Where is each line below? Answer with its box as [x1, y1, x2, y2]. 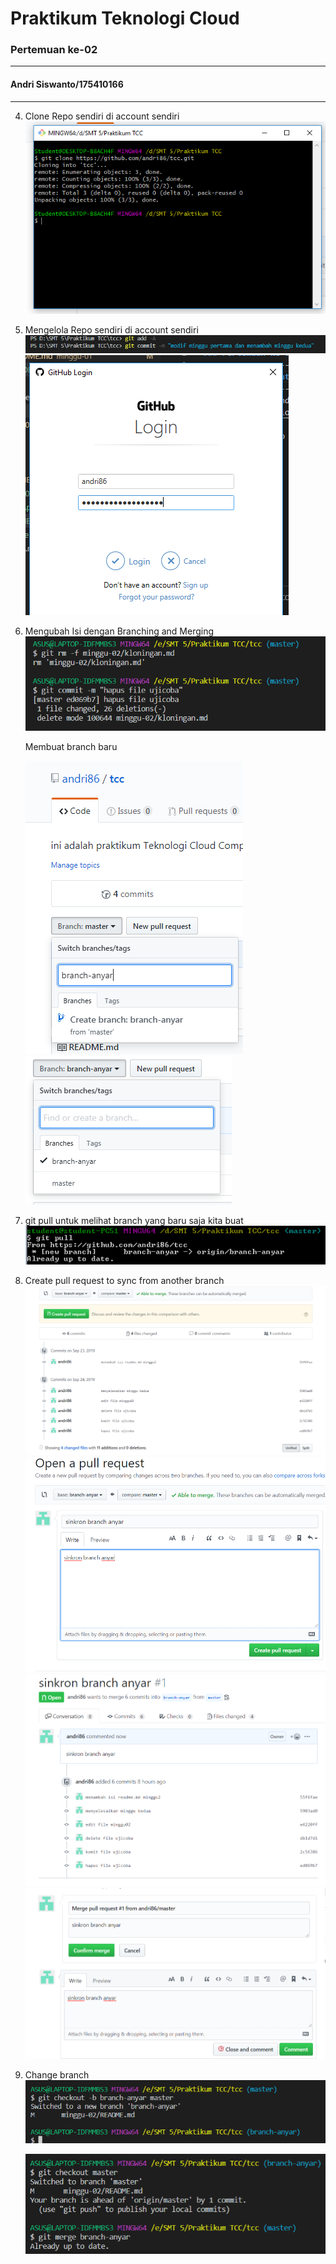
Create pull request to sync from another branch [24, 1274, 225, 1286]
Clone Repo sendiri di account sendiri [24, 110, 180, 122]
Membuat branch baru [24, 740, 118, 752]
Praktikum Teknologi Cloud [10, 7, 240, 30]
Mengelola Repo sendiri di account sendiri [24, 323, 199, 336]
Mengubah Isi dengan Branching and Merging [24, 625, 215, 637]
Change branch [24, 2068, 90, 2081]
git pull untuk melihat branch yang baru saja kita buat [24, 1214, 244, 1226]
